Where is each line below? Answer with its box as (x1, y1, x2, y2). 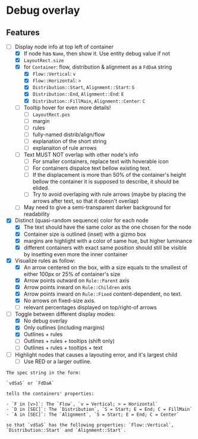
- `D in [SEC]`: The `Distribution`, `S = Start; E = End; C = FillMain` (6, 406, 193, 412)
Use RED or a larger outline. (23, 358, 92, 365)
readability (23, 210, 50, 218)
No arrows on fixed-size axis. (23, 297, 96, 304)
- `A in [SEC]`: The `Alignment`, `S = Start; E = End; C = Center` (6, 412, 180, 417)
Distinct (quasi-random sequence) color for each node (14, 217, 149, 224)
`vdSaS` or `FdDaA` (6, 380, 55, 386)
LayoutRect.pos (32, 112, 70, 118)
